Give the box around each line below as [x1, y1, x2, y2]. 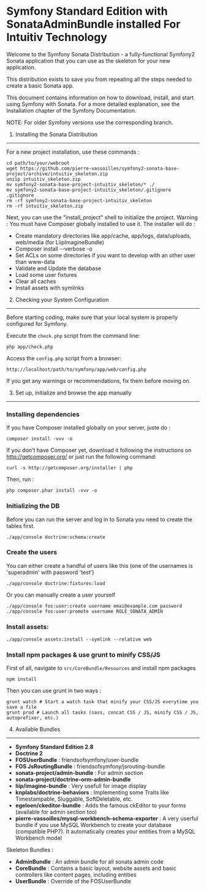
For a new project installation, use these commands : [6, 148, 140, 156]
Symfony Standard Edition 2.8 [15, 743, 94, 751]
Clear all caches [15, 277, 56, 285]
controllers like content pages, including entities [15, 871, 137, 878]
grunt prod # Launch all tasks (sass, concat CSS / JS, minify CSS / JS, [6, 709, 199, 716]
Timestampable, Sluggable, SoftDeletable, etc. [15, 795, 133, 803]
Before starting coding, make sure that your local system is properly [6, 314, 178, 321]
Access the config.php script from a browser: [6, 354, 121, 362]
